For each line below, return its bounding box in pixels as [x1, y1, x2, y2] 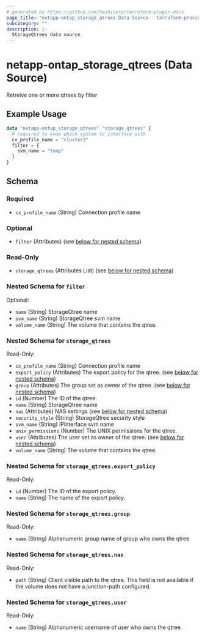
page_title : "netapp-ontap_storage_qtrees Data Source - [6, 15, 154, 21]
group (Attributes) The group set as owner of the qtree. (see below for [15, 381, 191, 389]
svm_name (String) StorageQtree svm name [15, 315, 121, 322]
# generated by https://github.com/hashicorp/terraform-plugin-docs [6, 9, 184, 15]
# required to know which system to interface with [12, 131, 146, 137]
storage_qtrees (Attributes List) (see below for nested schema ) [15, 267, 174, 274]
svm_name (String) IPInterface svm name [15, 420, 115, 428]
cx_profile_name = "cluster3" [12, 136, 88, 143]
